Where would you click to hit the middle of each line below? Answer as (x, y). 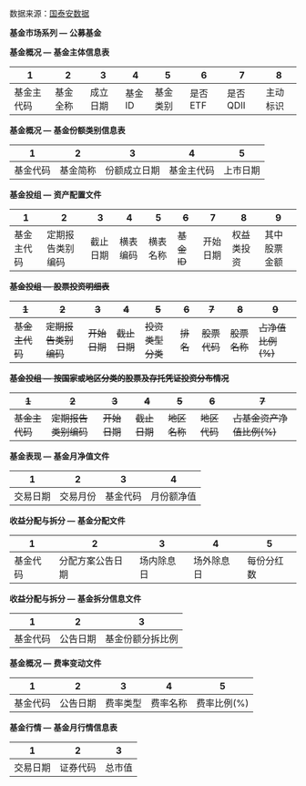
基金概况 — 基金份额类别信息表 (67, 130)
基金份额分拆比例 (142, 639)
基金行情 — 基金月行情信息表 (64, 727)
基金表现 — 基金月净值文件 (60, 456)
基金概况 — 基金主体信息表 (60, 52)
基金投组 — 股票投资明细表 (60, 286)
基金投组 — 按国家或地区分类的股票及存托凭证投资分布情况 (119, 378)
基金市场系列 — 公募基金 (56, 33)
